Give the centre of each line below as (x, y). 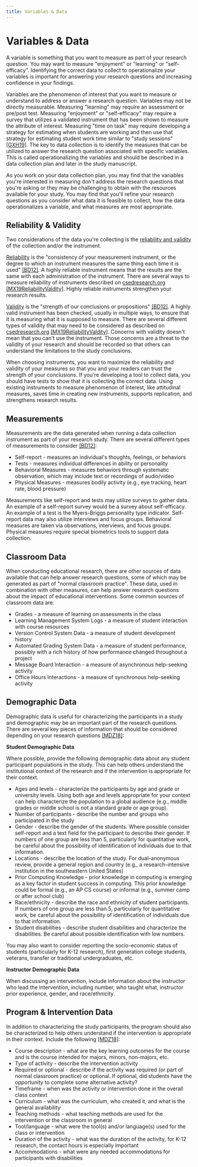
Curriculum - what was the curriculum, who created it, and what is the (100, 1101)
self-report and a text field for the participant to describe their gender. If (102, 833)
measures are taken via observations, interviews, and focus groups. (89, 525)
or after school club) (39, 896)
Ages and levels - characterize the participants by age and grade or (97, 789)
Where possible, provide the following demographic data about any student (98, 758)
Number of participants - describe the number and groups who (92, 814)
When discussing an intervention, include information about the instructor (96, 981)
